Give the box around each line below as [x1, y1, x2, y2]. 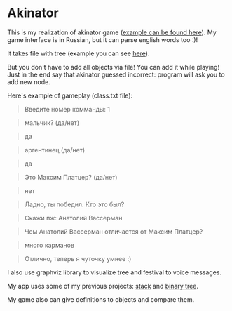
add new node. [7, 77, 50, 86]
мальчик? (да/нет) [24, 118, 79, 127]
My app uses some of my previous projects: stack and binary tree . [7, 282, 198, 290]
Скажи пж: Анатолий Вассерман [24, 213, 123, 222]
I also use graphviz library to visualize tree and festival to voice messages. [7, 268, 222, 277]
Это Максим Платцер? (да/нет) [24, 173, 118, 181]
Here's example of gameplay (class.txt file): [7, 91, 133, 100]
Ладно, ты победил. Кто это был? [24, 200, 125, 209]
